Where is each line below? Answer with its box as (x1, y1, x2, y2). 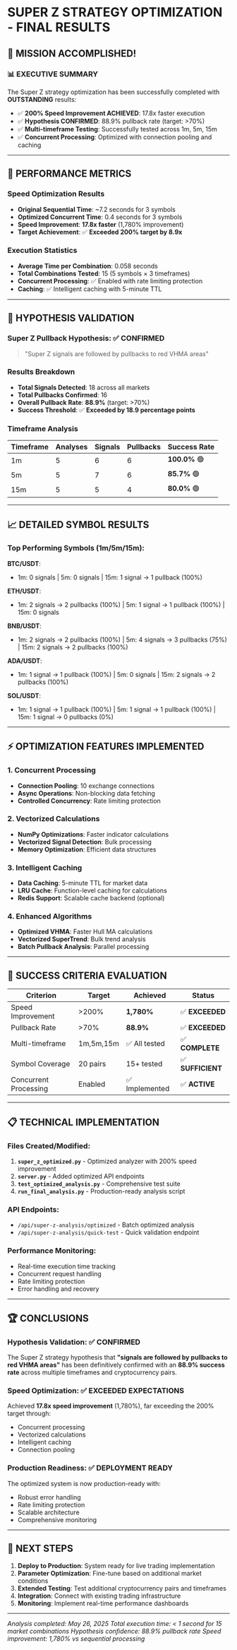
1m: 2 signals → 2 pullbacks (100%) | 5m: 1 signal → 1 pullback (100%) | (17, 600, 225, 608)
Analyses (55, 442, 88, 452)
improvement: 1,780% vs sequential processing (7, 1634, 145, 1643)
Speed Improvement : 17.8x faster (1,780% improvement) (17, 220, 184, 228)
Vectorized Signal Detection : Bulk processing (17, 837, 152, 846)
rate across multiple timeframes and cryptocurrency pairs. (7, 1368, 178, 1377)
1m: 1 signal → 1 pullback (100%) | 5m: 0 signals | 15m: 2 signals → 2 (17, 670, 216, 678)
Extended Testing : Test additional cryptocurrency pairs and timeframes (17, 1584, 227, 1592)
